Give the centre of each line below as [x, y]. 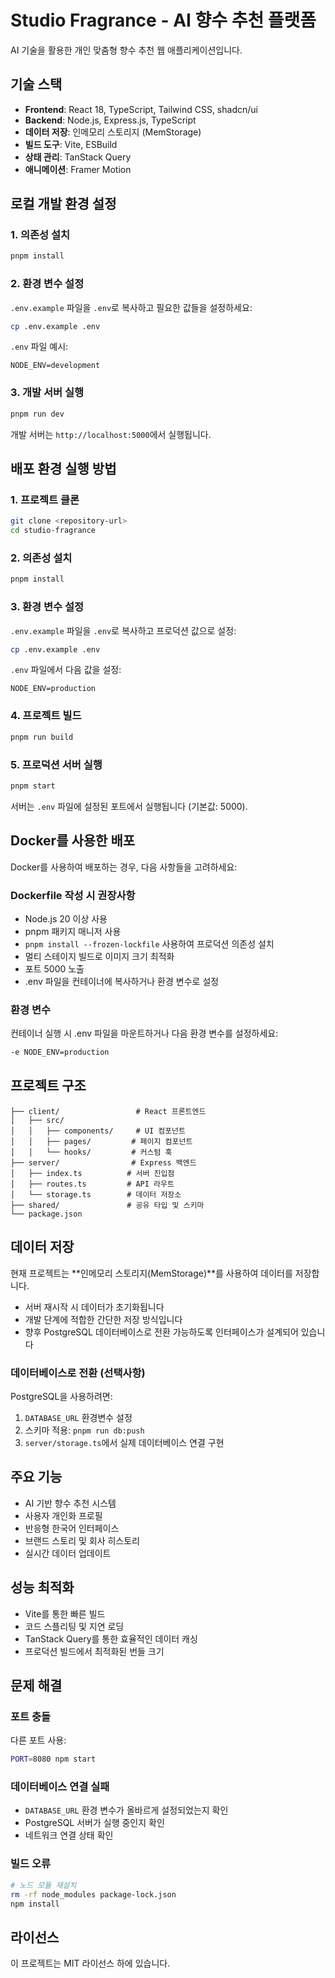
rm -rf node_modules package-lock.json [93, 1894]
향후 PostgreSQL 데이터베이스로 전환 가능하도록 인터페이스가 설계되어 [161, 1332]
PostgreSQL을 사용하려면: [61, 1396]
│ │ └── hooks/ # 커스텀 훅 [91, 1152]
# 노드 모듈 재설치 [43, 1885]
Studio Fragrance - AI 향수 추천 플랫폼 [163, 20]
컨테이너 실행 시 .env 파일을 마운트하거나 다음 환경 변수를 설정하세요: [144, 1033]
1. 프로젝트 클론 [45, 499]
